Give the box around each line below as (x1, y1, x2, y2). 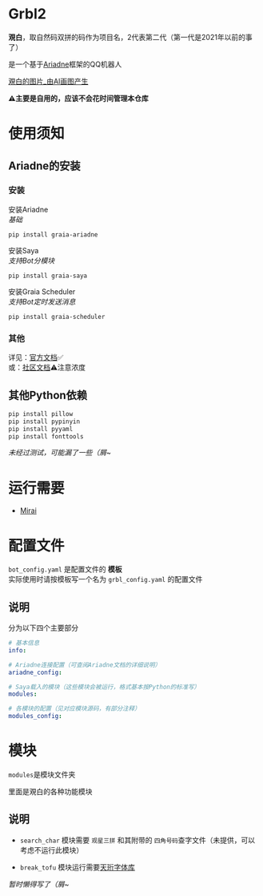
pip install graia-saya (8, 272, 88, 280)
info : (8, 646, 26, 654)
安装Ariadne (8, 204, 49, 214)
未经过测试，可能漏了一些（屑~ (8, 448, 112, 458)
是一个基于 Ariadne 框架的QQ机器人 (8, 59, 122, 69)
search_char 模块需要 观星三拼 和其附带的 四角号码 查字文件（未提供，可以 (19, 835, 256, 845)
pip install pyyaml (8, 425, 74, 433)
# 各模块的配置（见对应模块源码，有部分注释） (8, 704, 141, 713)
